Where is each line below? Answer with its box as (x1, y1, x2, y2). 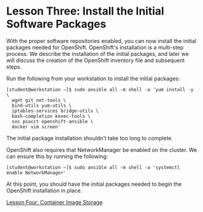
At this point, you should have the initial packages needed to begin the (6, 180, 182, 188)
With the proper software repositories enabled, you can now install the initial (6, 37, 197, 44)
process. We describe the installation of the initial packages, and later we (6, 50, 189, 57)
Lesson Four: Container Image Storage (6, 199, 103, 206)
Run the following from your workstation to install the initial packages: (6, 75, 181, 82)
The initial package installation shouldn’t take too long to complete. (6, 134, 173, 142)
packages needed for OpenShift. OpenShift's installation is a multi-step (6, 44, 184, 51)
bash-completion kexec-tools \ (12, 113, 91, 119)
